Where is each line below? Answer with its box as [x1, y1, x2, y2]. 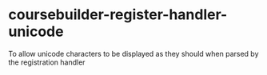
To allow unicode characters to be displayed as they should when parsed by [8, 49, 259, 58]
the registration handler [8, 57, 86, 67]
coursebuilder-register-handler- [8, 6, 228, 24]
